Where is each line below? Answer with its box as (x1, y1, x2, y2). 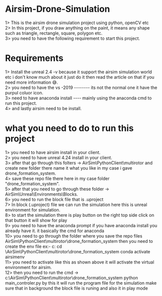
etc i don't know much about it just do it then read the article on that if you (5, 74, 155, 80)
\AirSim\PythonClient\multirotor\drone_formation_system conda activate (5, 248, 150, 254)
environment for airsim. (5, 264, 52, 270)
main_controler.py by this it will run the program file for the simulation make (5, 280, 157, 286)
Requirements (5, 53, 64, 64)
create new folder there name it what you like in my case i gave (5, 165, 133, 171)
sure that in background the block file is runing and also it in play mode (5, 285, 148, 291)
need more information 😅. (5, 79, 58, 85)
